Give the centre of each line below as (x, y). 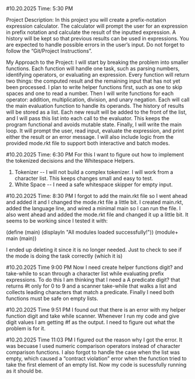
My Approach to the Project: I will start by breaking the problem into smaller (97, 62)
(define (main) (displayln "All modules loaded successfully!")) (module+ (92, 232)
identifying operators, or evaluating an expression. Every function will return (98, 75)
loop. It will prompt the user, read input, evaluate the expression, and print (95, 131)
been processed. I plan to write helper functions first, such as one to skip (94, 87)
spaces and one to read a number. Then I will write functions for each (90, 93)
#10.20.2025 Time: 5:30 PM (40, 8)
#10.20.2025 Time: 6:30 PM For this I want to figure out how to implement (95, 154)
